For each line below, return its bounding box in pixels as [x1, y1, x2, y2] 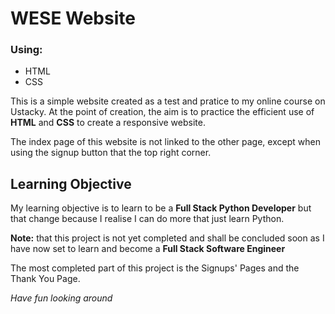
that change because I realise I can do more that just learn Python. [10, 213, 285, 225]
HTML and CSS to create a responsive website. [10, 117, 206, 129]
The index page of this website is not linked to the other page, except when [10, 136, 321, 148]
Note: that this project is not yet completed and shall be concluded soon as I [10, 232, 325, 244]
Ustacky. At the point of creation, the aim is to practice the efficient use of [10, 106, 315, 118]
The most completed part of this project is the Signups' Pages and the [10, 262, 300, 274]
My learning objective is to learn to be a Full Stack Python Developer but [10, 202, 312, 214]
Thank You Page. [10, 273, 81, 285]
